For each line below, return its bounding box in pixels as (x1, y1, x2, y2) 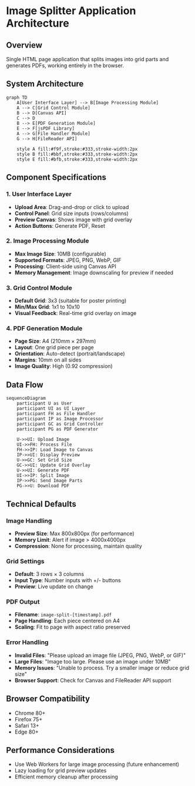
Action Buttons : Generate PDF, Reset (14, 222, 106, 229)
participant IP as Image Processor (16, 416, 104, 422)
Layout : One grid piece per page (14, 344, 94, 351)
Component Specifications (6, 173, 107, 183)
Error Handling (6, 638, 49, 646)
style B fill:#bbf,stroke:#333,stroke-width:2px (16, 151, 138, 157)
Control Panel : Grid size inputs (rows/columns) (14, 210, 129, 217)
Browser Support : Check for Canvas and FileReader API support (14, 676, 172, 684)
